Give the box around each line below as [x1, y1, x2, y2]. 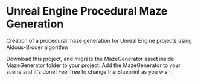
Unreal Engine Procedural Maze [6, 4, 168, 18]
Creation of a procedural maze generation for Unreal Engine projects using [6, 37, 192, 44]
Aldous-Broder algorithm [6, 44, 68, 51]
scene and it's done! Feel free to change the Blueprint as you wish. [6, 68, 173, 75]
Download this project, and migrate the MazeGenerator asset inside [6, 55, 174, 62]
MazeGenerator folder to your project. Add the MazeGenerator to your [6, 62, 181, 69]
